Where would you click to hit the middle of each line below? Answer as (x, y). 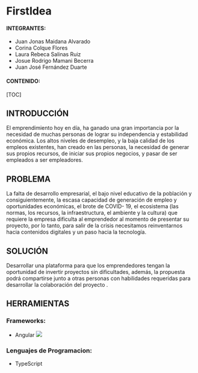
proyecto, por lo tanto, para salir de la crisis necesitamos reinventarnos (94, 226)
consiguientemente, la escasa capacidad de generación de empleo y (92, 200)
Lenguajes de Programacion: (49, 350)
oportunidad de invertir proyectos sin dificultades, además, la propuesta (96, 272)
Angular (25, 335)
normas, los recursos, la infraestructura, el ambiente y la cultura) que (92, 213)
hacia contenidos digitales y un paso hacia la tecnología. (76, 232)
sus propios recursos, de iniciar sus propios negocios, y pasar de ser (92, 154)
